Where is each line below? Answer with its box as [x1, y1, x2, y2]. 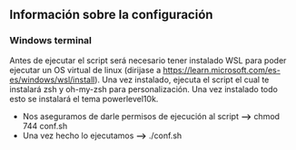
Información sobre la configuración [9, 7, 213, 23]
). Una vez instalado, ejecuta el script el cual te [94, 74, 270, 85]
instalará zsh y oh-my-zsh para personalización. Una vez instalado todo [9, 83, 279, 94]
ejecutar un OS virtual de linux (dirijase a [9, 64, 162, 75]
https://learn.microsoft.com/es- [163, 64, 281, 75]
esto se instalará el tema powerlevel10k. [9, 93, 159, 104]
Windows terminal [9, 34, 93, 47]
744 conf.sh [22, 120, 68, 131]
